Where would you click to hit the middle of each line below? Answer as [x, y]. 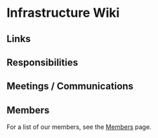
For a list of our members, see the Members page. [79, 127]
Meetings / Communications [70, 87]
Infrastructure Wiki [63, 13]
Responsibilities [42, 62]
